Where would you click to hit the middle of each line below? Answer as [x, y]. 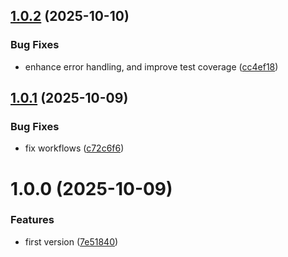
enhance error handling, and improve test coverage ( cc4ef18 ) [151, 66]
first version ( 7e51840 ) [71, 241]
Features [32, 220]
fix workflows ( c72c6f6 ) [74, 148]
